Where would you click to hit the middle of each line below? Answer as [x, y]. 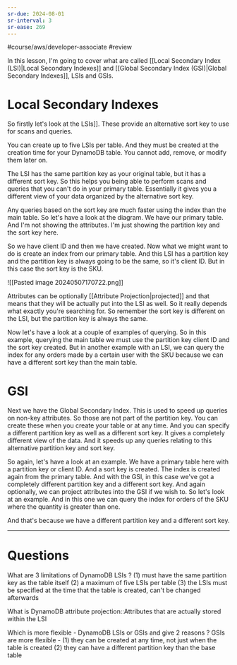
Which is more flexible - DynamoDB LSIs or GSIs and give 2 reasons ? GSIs [116, 632]
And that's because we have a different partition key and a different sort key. [119, 521]
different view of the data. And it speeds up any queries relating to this [110, 441]
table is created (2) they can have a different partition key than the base [111, 648]
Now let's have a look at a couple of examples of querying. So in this [107, 332]
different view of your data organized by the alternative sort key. [101, 196]
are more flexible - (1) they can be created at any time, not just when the [112, 640]
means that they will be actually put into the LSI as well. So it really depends [117, 304]
